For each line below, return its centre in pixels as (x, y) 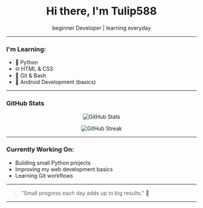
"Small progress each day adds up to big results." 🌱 (85, 193)
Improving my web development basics (64, 169)
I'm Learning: (26, 49)
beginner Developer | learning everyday (101, 28)
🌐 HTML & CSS (34, 69)
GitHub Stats (25, 103)
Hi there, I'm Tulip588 (101, 11)
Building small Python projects (53, 163)
